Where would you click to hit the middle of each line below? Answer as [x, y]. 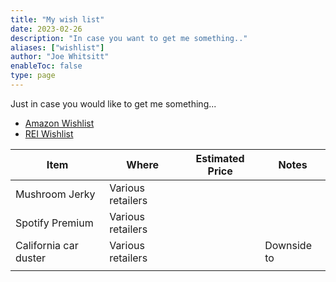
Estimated [220, 158]
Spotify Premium [54, 223]
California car [47, 245]
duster [31, 258]
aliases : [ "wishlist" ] [57, 47]
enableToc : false [46, 66]
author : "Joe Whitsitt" [60, 57]
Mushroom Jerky [55, 194]
